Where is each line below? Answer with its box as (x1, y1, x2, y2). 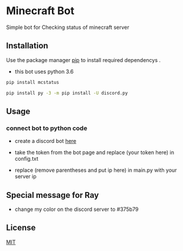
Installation (6, 41, 48, 51)
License (6, 223, 36, 233)
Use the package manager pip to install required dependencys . (6, 56, 161, 63)
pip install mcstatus (6, 79, 60, 85)
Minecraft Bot (6, 4, 75, 18)
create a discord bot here (14, 138, 77, 145)
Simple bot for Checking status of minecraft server (6, 24, 130, 31)
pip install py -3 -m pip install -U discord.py (6, 90, 128, 96)
